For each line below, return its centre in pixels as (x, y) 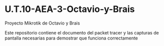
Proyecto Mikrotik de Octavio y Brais (42, 23)
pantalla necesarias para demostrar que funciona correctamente (71, 38)
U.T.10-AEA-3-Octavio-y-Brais (70, 9)
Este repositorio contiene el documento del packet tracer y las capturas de (82, 32)
